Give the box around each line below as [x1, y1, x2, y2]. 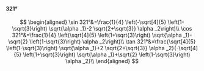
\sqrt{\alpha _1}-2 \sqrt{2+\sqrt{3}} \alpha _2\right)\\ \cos [48, 25, 192, 32]
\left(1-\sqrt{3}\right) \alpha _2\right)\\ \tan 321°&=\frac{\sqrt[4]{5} [29, 38, 196, 45]
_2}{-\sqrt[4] [166, 45, 198, 52]
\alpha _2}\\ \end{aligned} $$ [65, 58, 139, 65]
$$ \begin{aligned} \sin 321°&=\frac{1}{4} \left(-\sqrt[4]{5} [20, 18, 167, 26]
